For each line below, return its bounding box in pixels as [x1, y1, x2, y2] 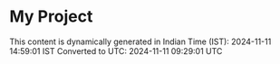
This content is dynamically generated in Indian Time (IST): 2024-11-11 [9, 36, 272, 47]
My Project [9, 6, 93, 27]
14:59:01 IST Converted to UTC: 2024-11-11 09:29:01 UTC [9, 45, 223, 56]
